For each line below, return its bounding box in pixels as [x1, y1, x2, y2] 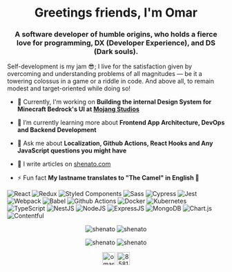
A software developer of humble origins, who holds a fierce [14, 30, 217, 39]
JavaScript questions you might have [17, 146, 127, 155]
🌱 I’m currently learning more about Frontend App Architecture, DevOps [17, 119, 225, 127]
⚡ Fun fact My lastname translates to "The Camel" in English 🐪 [17, 174, 200, 182]
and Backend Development [17, 126, 97, 134]
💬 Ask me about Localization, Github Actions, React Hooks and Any [17, 139, 213, 148]
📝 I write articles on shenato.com [17, 160, 111, 168]
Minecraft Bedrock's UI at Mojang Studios [17, 105, 140, 113]
